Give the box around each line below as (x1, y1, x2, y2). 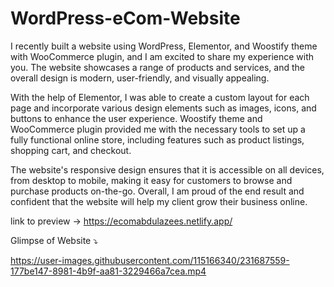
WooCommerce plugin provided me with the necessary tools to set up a (10, 123, 306, 135)
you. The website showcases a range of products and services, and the (10, 61, 305, 73)
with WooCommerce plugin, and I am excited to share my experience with (10, 50, 315, 62)
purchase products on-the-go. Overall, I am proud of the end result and (10, 185, 305, 197)
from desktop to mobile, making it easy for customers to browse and (10, 174, 293, 186)
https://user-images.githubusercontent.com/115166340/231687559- (10, 254, 290, 266)
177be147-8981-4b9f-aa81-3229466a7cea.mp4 (10, 265, 207, 277)
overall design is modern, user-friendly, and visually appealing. (10, 72, 270, 84)
